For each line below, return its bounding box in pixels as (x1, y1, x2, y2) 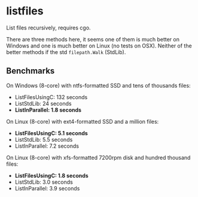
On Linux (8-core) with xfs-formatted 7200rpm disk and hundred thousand (6, 154, 191, 161)
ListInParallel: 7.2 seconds (14, 142, 80, 150)
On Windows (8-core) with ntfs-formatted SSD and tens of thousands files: (6, 82, 191, 89)
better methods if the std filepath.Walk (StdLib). (6, 48, 126, 55)
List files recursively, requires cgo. (6, 24, 91, 31)
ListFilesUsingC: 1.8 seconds (14, 172, 89, 179)
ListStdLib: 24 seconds (14, 100, 72, 107)
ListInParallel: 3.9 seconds (14, 184, 80, 192)
